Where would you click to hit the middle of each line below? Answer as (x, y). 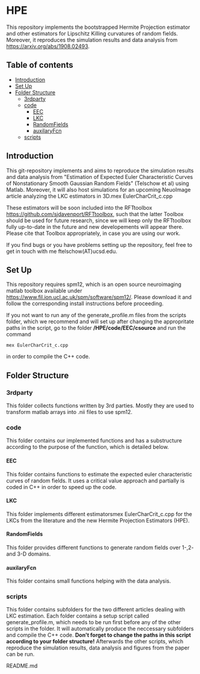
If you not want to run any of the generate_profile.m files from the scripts (96, 315)
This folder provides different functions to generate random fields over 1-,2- (100, 547)
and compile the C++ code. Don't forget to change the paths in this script (98, 635)
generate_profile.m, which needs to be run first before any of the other (94, 622)
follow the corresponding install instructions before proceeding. (85, 303)
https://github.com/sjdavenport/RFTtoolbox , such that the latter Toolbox (95, 214)
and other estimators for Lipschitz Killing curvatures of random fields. (92, 33)
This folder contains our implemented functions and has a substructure (94, 441)
